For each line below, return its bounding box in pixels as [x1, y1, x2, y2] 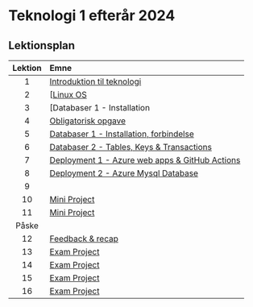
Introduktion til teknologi [49, 76, 142, 87]
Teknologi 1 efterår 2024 [8, 6, 176, 25]
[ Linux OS [49, 89, 87, 100]
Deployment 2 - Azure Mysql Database [49, 168, 199, 179]
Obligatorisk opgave [49, 115, 126, 127]
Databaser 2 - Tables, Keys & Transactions [49, 142, 212, 152]
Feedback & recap [49, 233, 119, 244]
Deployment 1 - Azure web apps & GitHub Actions [49, 155, 241, 165]
